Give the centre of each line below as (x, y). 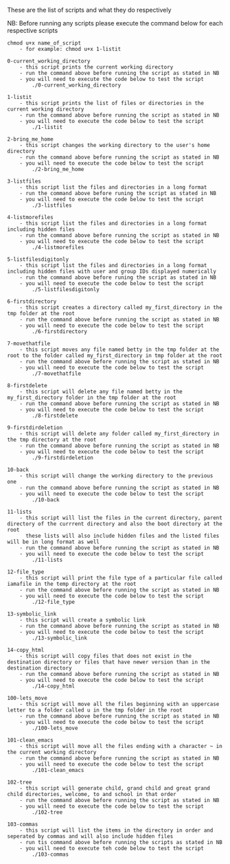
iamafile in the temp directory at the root (72, 584)
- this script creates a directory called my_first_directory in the (121, 308)
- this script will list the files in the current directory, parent (121, 518)
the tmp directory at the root (52, 440)
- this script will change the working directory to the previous (116, 476)
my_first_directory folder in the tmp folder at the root (92, 398)
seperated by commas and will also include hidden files (90, 837)
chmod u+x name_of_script (44, 43)
